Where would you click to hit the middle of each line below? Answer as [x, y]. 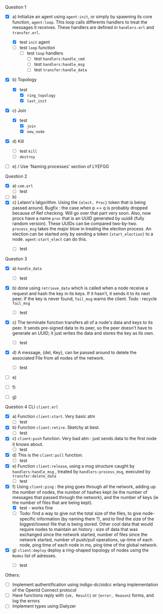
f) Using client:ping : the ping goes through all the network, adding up [84, 486]
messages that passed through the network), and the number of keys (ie [85, 497]
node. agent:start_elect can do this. [49, 239]
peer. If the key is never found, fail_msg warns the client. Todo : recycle [84, 299]
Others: [13, 575]
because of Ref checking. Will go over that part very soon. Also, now [81, 213]
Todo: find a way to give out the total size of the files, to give [81, 513]
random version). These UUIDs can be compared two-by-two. [75, 223]
